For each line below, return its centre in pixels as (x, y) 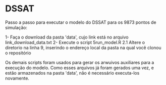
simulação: (16, 27)
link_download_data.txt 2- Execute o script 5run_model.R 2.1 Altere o (75, 42)
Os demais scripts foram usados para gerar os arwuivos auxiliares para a (80, 62)
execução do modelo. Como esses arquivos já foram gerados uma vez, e (80, 68)
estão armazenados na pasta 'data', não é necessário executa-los (72, 73)
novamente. (17, 78)
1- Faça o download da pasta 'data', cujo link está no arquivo (67, 37)
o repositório (18, 53)
